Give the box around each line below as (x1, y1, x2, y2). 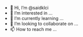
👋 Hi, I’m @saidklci (10, 5, 49, 10)
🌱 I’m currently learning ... (10, 15, 64, 21)
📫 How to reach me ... (10, 26, 57, 32)
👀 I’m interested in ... (10, 10, 53, 16)
